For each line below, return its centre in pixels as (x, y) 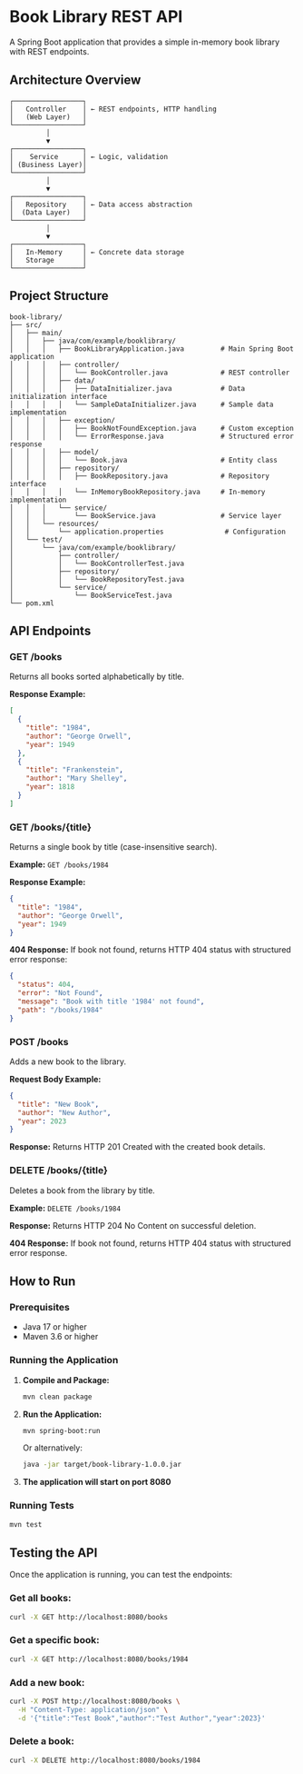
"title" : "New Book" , (59, 1104)
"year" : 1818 (50, 787)
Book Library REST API (96, 17)
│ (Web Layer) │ (49, 117)
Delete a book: (42, 1741)
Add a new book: (47, 1682)
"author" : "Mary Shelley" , (77, 779)
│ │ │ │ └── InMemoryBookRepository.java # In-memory (137, 492)
